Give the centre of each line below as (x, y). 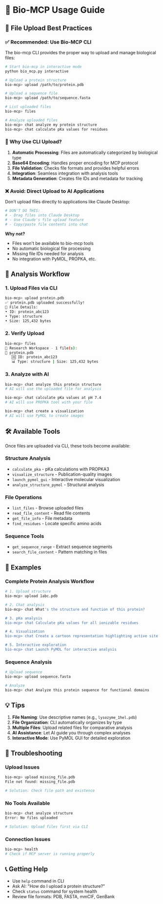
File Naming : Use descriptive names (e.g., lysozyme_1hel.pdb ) (74, 717)
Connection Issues (28, 839)
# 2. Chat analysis (25, 605)
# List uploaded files (28, 107)
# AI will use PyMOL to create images (44, 416)
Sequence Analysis (29, 662)
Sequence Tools (25, 536)
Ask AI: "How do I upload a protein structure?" (59, 886)
